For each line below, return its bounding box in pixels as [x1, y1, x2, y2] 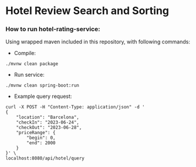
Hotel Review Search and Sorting [5, 4, 170, 18]
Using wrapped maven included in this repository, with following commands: [5, 38, 190, 45]
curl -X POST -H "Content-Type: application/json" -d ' [5, 104, 145, 110]
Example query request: [13, 93, 72, 100]
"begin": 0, [26, 135, 56, 141]
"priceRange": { [16, 130, 56, 136]
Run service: [13, 71, 45, 79]
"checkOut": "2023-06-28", [16, 125, 82, 131]
